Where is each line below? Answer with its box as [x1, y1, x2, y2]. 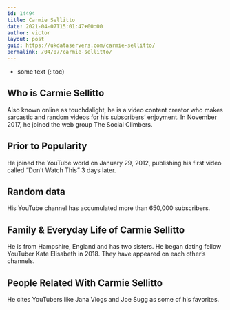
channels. [7, 257, 35, 265]
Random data [7, 185, 65, 197]
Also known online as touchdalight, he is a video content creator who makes [7, 105, 224, 114]
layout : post [7, 36, 45, 43]
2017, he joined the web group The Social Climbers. [7, 120, 153, 128]
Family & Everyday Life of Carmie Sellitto [7, 224, 185, 236]
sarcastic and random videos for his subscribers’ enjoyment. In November [7, 113, 218, 121]
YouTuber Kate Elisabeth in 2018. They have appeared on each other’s [7, 249, 206, 258]
